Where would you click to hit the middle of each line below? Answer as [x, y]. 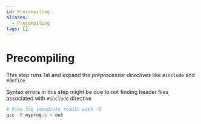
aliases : [17, 17]
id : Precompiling [28, 12]
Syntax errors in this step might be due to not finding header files [87, 92]
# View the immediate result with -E [54, 110]
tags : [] [17, 29]
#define [16, 81]
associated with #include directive [49, 98]
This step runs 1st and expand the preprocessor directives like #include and [101, 75]
